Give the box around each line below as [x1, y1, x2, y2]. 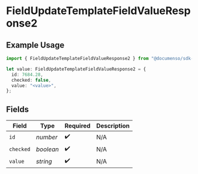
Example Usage [6, 40, 65, 50]
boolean [36, 145, 59, 153]
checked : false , [11, 77, 51, 83]
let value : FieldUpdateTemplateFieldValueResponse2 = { [6, 66, 146, 72]
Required [64, 122, 91, 130]
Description [96, 122, 130, 130]
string [36, 157, 52, 165]
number [36, 133, 58, 141]
